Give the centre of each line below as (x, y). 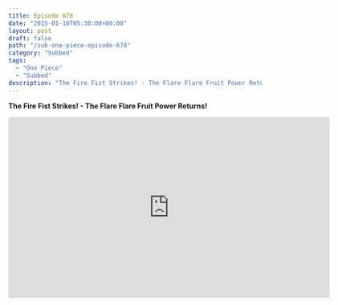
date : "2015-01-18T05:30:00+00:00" (68, 23)
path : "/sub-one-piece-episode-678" (69, 46)
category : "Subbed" (41, 53)
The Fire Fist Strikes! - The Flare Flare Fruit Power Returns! (108, 106)
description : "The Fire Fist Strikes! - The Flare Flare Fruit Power (127, 83)
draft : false (30, 38)
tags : (17, 61)
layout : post (30, 31)
